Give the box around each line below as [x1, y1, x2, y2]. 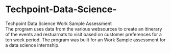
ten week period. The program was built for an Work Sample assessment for [5, 37, 166, 43]
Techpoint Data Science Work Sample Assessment [5, 20, 112, 26]
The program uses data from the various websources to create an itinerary [5, 25, 162, 32]
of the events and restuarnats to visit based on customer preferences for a [5, 31, 162, 37]
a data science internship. [5, 42, 60, 48]
